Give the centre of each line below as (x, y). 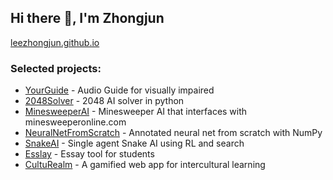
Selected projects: (56, 68)
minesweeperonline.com (75, 122)
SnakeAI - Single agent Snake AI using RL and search (134, 143)
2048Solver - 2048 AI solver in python (104, 101)
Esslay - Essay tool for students (89, 154)
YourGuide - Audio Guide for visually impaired (119, 90)
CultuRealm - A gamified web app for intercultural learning (145, 165)
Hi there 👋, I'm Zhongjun (87, 18)
